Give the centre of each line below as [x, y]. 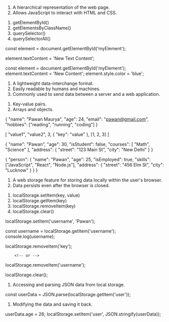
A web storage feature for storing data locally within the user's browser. [87, 180]
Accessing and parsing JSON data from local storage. [69, 284]
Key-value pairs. [30, 104]
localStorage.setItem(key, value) [46, 195]
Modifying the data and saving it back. [52, 304]
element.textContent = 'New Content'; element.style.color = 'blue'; [75, 74]
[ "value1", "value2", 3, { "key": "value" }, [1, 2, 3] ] [57, 134]
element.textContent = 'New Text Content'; [50, 58]
